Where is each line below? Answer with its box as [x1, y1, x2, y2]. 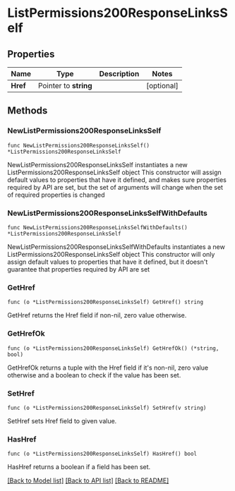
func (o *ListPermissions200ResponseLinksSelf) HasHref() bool [7, 450, 198, 458]
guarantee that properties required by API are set [7, 265, 150, 273]
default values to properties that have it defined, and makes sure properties [7, 175, 227, 184]
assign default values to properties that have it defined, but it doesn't [7, 257, 208, 266]
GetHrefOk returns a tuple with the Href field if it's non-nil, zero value [7, 363, 209, 372]
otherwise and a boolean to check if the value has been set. [7, 370, 181, 379]
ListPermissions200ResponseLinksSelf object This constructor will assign [7, 168, 222, 176]
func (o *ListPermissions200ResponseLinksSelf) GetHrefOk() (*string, [7, 344, 219, 352]
